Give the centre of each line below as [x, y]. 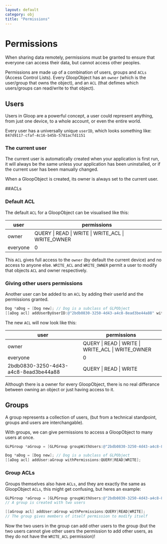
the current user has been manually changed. [52, 169]
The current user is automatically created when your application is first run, [82, 159]
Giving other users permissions [44, 283]
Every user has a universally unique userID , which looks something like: [78, 131]
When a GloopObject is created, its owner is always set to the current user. [82, 179]
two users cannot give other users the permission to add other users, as [79, 531]
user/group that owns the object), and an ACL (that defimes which [72, 83]
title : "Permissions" [28, 19]
